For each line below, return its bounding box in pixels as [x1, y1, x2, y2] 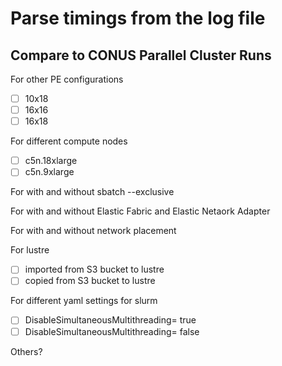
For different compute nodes [10, 135, 128, 147]
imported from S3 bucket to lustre [24, 263, 165, 276]
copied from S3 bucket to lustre [24, 275, 156, 287]
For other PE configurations [10, 73, 124, 85]
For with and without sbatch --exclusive [10, 186, 175, 198]
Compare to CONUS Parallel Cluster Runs [10, 47, 272, 64]
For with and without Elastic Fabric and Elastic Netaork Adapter [10, 205, 271, 217]
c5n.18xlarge [24, 155, 78, 167]
